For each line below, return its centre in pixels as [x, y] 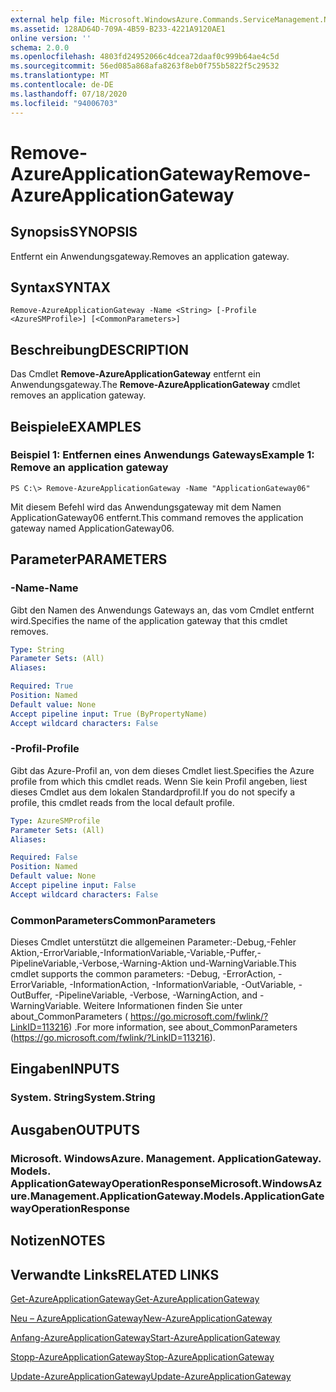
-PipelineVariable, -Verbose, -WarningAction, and [156, 995]
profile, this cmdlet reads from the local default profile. [122, 802]
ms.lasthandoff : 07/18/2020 [69, 94]
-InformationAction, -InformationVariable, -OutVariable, [183, 985]
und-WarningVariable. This [243, 963]
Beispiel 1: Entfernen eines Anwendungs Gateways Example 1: [162, 455]
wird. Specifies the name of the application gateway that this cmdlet [149, 620]
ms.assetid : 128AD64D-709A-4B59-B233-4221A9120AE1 [118, 29]
